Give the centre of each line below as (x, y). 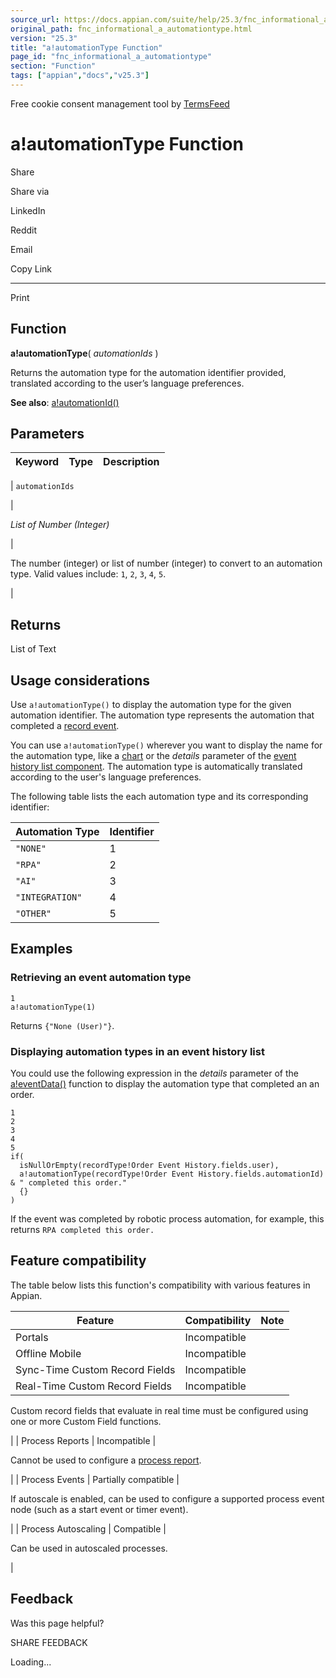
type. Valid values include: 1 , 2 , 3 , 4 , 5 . (88, 574)
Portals (32, 1337)
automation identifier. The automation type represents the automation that (162, 715)
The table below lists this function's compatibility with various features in (160, 1285)
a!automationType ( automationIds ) (84, 353)
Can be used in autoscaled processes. (89, 1548)
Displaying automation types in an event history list (137, 1051)
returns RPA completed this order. (82, 1230)
